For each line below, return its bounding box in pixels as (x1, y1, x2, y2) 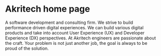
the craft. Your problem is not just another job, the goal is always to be (5, 40, 148, 46)
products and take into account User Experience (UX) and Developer (5, 30, 145, 36)
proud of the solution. (5, 45, 49, 51)
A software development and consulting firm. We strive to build (5, 19, 133, 25)
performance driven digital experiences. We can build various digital (5, 24, 144, 30)
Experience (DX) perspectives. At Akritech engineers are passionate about (5, 35, 156, 41)
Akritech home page (5, 3, 90, 15)
